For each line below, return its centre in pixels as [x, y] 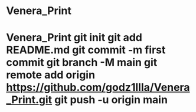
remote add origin [51, 75]
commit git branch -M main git [82, 62]
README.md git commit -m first [86, 50]
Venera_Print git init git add [74, 38]
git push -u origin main [111, 100]
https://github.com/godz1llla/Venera [98, 88]
